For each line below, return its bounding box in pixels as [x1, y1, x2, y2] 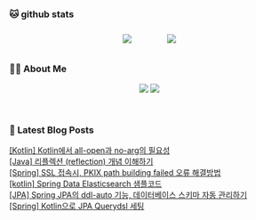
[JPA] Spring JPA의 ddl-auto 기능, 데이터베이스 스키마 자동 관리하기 [9, 189, 247, 200]
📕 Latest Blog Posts [9, 124, 95, 136]
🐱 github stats [9, 8, 75, 20]
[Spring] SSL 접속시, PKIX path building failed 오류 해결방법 [9, 167, 221, 177]
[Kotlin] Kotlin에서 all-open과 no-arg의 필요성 [9, 144, 171, 155]
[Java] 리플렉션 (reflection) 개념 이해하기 [9, 156, 154, 167]
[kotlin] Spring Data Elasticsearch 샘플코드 [9, 178, 163, 189]
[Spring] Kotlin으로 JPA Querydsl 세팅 [9, 200, 145, 211]
